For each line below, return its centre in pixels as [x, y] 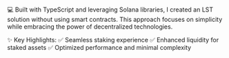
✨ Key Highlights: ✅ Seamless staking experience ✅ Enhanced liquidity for [113, 40]
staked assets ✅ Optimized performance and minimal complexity [99, 47]
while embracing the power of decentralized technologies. [90, 27]
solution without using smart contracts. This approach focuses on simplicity [115, 19]
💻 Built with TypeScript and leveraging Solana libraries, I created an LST [110, 10]
